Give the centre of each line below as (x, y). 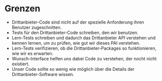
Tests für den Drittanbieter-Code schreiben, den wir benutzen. (75, 32)
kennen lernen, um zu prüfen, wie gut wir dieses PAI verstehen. (76, 43)
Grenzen (22, 9)
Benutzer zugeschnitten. (37, 27)
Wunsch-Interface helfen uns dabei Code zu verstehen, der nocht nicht (84, 58)
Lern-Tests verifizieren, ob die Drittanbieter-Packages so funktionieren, (84, 48)
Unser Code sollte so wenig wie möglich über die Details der (73, 69)
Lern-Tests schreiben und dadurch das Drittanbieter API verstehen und (84, 38)
